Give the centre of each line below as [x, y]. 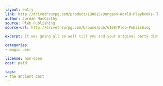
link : [10, 14]
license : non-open [24, 58]
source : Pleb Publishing [30, 23]
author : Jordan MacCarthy [31, 18]
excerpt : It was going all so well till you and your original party [77, 36]
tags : [10, 72]
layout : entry [19, 9]
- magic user [18, 50]
